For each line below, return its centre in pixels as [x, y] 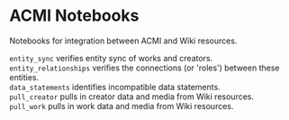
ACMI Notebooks [74, 16]
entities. [24, 77]
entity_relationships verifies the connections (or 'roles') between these [144, 68]
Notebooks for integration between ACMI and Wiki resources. [123, 41]
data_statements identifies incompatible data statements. [115, 87]
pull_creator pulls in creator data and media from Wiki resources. [132, 97]
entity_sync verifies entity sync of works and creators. [111, 58]
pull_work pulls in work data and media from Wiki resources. [122, 106]
